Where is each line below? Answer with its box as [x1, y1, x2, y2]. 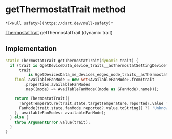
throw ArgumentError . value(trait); [14, 120, 91, 125]
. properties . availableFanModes [24, 82, 91, 87]
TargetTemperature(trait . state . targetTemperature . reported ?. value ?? [18, 101, 170, 106]
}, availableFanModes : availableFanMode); [14, 110, 106, 115]
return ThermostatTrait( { [14, 96, 70, 101]
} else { [10, 115, 29, 120]
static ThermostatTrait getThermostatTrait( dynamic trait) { [5, 58, 139, 63]
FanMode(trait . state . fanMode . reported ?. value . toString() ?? [18, 105, 150, 111]
